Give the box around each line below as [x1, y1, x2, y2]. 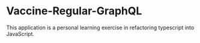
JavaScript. [6, 30, 35, 37]
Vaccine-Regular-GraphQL [6, 4, 142, 18]
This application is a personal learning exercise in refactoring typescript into [6, 24, 195, 31]
